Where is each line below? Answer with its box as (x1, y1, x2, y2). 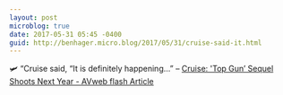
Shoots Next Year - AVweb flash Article (9, 76, 154, 87)
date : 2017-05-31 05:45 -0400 (9, 30, 123, 39)
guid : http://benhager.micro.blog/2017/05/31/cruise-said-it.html (9, 38, 262, 47)
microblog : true (9, 22, 70, 30)
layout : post (9, 13, 58, 22)
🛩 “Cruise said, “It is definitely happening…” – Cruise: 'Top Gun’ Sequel (9, 64, 274, 74)
